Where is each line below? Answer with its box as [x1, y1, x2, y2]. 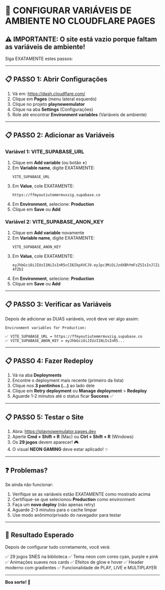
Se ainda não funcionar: [5, 482, 54, 488]
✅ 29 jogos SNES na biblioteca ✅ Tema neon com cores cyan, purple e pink [5, 554, 159, 559]
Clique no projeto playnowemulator [12, 101, 85, 107]
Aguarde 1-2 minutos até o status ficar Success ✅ [12, 393, 114, 399]
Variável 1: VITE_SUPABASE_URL [5, 148, 84, 155]
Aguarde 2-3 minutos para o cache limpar [12, 507, 97, 513]
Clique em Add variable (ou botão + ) [12, 159, 87, 165]
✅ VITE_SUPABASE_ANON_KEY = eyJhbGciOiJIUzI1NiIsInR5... [5, 338, 125, 343]
